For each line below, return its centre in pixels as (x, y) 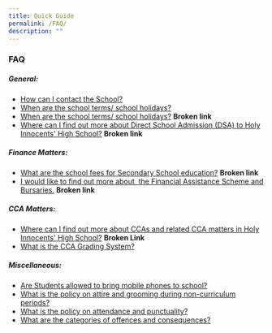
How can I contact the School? (71, 99)
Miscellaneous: (35, 265)
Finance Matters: (38, 152)
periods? (35, 303)
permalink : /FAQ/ (38, 24)
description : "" (36, 31)
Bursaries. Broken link (57, 190)
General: (24, 79)
